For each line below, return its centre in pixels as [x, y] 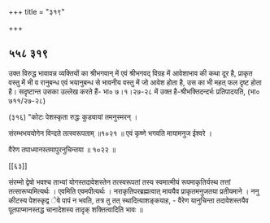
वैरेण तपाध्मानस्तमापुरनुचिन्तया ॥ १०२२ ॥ [62, 149]
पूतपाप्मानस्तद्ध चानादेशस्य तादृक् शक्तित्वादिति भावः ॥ [76, 209]
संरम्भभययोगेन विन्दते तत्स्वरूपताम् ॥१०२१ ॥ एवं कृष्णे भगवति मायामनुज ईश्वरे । [111, 133]
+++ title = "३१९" [37, 12]
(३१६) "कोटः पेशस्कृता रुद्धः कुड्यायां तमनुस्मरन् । [73, 116]
